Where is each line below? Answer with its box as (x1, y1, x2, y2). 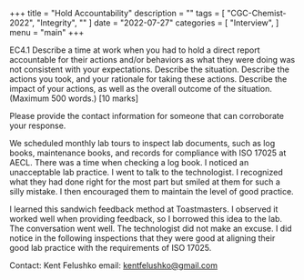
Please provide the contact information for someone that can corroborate (9, 111, 285, 121)
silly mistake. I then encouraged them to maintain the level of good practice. (9, 186, 294, 196)
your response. (9, 120, 66, 131)
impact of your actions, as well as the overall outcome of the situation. (9, 84, 273, 94)
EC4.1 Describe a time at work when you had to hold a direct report (9, 45, 261, 55)
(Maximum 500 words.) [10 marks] (9, 93, 139, 104)
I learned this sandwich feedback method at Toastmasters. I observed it (9, 204, 279, 215)
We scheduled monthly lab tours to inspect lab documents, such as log (9, 138, 276, 148)
